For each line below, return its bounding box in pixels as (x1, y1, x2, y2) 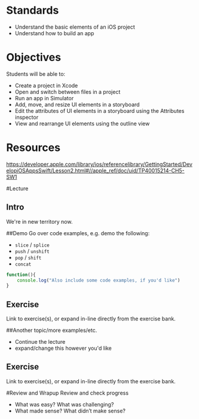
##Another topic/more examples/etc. (6, 326, 97, 334)
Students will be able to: (6, 70, 66, 78)
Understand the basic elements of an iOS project (14, 23, 136, 30)
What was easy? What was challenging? (14, 400, 114, 408)
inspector (14, 113, 39, 121)
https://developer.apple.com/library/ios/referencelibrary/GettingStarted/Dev (6, 161, 193, 168)
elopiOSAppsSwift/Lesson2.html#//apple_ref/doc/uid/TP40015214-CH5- (6, 167, 185, 174)
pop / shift (14, 254, 42, 261)
